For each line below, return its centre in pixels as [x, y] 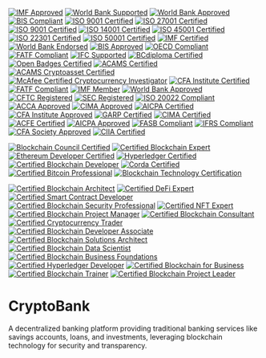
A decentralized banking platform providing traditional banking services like [133, 328]
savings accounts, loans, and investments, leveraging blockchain [115, 336]
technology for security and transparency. [78, 345]
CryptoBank [49, 306]
